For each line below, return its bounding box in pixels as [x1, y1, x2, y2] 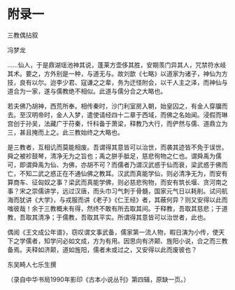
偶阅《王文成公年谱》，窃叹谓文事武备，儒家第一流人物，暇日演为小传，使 [7, 228, 219, 236]
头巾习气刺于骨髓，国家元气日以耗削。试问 [99, 186, 222, 195]
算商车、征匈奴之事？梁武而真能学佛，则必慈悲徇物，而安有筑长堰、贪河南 [7, 178, 222, 186]
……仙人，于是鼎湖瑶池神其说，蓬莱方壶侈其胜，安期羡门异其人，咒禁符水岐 [7, 60, 227, 69]
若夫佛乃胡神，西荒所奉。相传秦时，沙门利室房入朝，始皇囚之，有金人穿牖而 [7, 102, 228, 110]
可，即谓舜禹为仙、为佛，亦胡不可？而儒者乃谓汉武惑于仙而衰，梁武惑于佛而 [7, 160, 228, 169]
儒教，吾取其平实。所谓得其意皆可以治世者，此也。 [62, 213, 210, 221]
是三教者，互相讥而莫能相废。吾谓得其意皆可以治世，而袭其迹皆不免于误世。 [7, 143, 228, 151]
